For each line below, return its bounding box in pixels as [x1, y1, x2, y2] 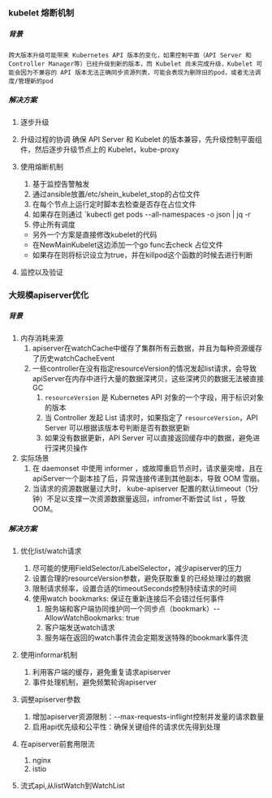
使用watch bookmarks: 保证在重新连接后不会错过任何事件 [32, 594, 225, 603]
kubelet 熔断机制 [8, 6, 75, 18]
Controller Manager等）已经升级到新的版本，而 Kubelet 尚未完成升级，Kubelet [8, 59, 253, 68]
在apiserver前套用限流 [19, 739, 95, 749]
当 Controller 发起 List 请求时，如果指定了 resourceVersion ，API [44, 412, 258, 423]
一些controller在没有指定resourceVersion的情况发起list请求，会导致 [32, 363, 257, 373]
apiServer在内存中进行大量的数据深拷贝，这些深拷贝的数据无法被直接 [32, 373, 265, 383]
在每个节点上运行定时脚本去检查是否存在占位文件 [32, 199, 196, 208]
